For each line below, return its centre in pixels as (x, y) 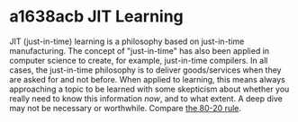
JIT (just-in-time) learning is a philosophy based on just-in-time (127, 41)
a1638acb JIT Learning (97, 17)
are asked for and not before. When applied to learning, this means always (147, 79)
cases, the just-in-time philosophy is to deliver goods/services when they (145, 70)
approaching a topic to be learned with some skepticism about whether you (149, 89)
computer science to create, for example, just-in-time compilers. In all (139, 60)
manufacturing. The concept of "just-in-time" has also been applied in (140, 50)
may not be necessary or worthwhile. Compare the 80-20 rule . (125, 108)
